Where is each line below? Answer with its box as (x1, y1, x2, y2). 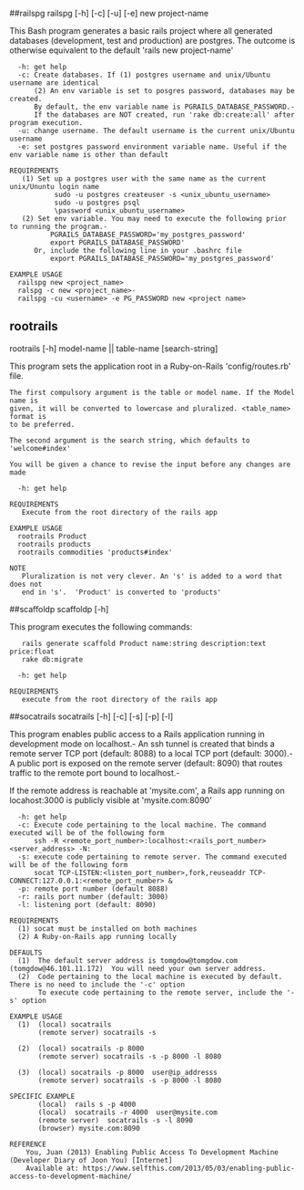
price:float (9, 647, 55, 656)
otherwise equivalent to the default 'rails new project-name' (9, 45, 234, 56)
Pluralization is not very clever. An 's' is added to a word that (21, 571, 283, 580)
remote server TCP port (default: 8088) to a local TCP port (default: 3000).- (9, 747, 293, 758)
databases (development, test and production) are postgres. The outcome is (9, 36, 296, 46)
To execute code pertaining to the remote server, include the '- (37, 987, 296, 997)
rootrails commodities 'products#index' (17, 548, 173, 557)
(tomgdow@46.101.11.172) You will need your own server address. (9, 964, 267, 973)
